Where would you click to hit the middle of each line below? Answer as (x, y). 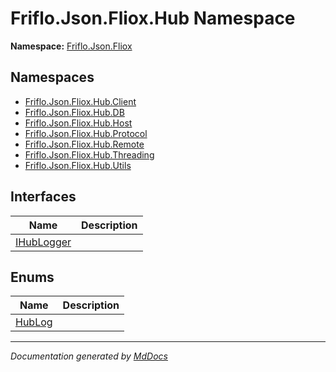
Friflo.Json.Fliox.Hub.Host (78, 123)
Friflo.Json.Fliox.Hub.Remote (84, 144)
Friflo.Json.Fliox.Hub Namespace (153, 18)
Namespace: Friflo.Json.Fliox (71, 46)
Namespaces (52, 77)
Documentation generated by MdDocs (89, 356)
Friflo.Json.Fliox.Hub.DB (74, 112)
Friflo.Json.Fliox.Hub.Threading (89, 154)
